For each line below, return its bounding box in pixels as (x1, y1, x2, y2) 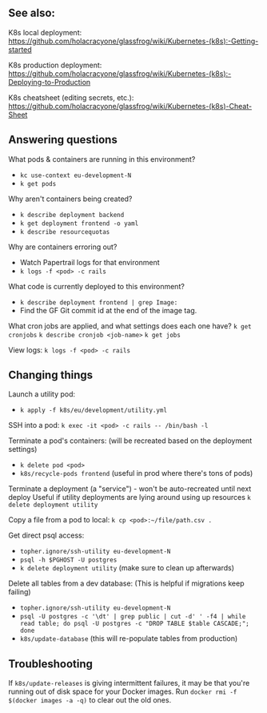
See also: (8, 6, 56, 20)
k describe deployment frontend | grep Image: (19, 298, 178, 307)
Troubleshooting (8, 657, 94, 671)
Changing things (8, 369, 94, 382)
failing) (8, 587, 31, 597)
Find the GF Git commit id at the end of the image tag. (19, 305, 197, 315)
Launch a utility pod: (8, 389, 76, 399)
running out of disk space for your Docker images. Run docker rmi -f (8, 687, 237, 696)
